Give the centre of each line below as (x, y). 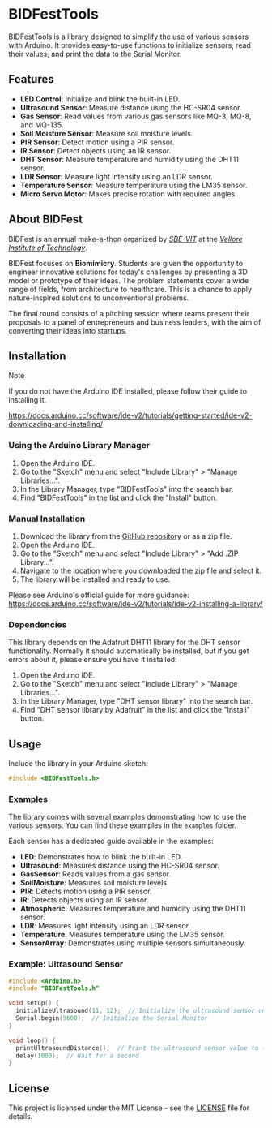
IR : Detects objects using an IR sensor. (84, 900)
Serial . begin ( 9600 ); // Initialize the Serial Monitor (112, 1018)
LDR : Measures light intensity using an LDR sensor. (105, 926)
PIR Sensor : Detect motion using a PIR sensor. (97, 142)
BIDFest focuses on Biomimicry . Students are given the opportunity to (126, 263)
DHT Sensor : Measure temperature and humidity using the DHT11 (129, 159)
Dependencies (38, 624)
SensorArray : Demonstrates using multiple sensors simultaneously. (133, 943)
